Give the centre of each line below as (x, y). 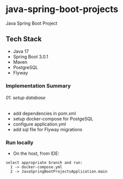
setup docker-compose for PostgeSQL (53, 118)
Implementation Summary (38, 86)
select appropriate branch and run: (44, 163)
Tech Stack (24, 39)
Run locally (20, 142)
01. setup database (26, 98)
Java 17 (21, 51)
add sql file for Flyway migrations (48, 129)
